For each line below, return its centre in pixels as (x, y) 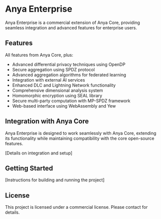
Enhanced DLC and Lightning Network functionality (64, 85)
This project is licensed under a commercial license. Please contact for (76, 207)
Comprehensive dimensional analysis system (57, 90)
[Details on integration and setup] (39, 153)
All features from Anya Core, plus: (39, 55)
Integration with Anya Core (47, 121)
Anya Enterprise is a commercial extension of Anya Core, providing (73, 22)
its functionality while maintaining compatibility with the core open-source (80, 138)
